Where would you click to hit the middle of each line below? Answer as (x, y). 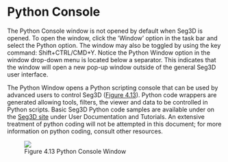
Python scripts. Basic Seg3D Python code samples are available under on (111, 109)
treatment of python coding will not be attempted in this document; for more (114, 124)
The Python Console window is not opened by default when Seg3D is (105, 31)
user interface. (28, 74)
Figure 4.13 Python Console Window (75, 151)
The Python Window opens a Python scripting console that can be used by (113, 87)
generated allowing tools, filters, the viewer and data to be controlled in (107, 102)
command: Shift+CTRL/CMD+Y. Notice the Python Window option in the (109, 53)
